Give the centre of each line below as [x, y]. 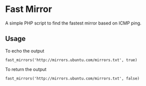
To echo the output [25, 50]
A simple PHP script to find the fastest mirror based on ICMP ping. [73, 23]
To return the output [26, 69]
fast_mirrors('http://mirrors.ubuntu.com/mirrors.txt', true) [71, 60]
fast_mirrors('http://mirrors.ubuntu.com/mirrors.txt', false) [72, 78]
